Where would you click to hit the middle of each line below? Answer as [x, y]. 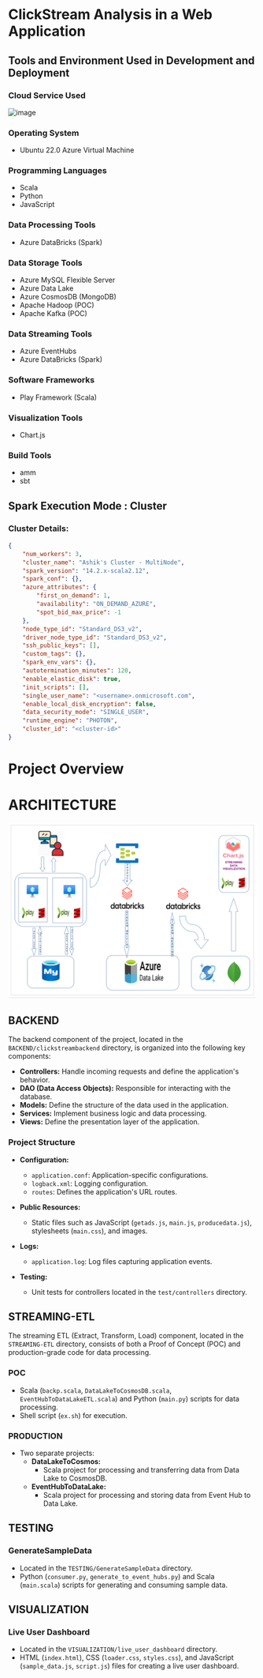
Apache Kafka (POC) [54, 314]
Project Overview [66, 769]
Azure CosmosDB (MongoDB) [68, 297]
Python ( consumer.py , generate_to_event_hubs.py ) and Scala [117, 1576]
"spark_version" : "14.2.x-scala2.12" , [86, 570]
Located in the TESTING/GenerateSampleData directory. [106, 1568]
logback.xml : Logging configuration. [89, 1183]
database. [36, 1097]
